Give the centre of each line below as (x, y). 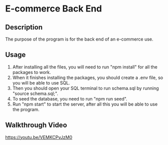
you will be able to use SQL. (41, 82)
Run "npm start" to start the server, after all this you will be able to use (85, 104)
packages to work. (32, 72)
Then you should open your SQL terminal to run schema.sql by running (86, 88)
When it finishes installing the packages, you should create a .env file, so (88, 77)
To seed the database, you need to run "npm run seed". (70, 98)
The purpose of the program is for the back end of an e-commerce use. (79, 39)
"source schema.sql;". (35, 93)
